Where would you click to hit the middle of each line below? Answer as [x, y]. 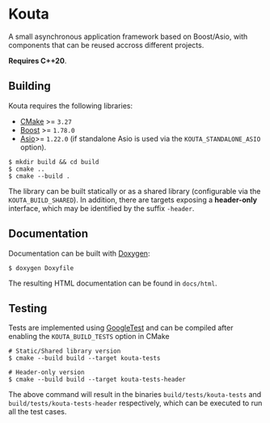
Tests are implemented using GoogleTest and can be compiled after [121, 328]
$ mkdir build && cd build [54, 162]
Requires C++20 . [38, 61]
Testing [28, 308]
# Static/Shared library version [65, 351]
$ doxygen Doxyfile [41, 268]
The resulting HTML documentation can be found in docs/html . [113, 283]
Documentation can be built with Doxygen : [79, 253]
